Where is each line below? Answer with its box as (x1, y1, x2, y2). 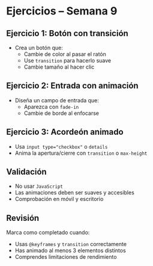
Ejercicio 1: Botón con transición (6, 28, 129, 39)
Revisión (6, 212, 40, 223)
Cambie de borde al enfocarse (23, 110, 99, 117)
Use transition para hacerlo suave (23, 57, 112, 64)
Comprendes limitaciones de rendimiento (14, 253, 117, 261)
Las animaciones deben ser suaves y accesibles (14, 189, 135, 196)
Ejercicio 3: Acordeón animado (6, 127, 124, 137)
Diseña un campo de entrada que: (14, 96, 99, 104)
